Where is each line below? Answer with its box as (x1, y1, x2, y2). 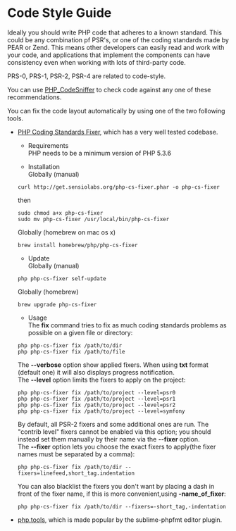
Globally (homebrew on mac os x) (17, 227, 116, 237)
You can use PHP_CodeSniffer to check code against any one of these (7, 85, 211, 94)
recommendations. (7, 93, 62, 101)
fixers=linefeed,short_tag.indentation (17, 470, 135, 477)
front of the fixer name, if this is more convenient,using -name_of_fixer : (17, 489, 227, 498)
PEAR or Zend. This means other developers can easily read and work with (7, 43, 225, 51)
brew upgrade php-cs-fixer (17, 301, 97, 308)
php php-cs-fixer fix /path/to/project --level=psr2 (17, 401, 176, 408)
